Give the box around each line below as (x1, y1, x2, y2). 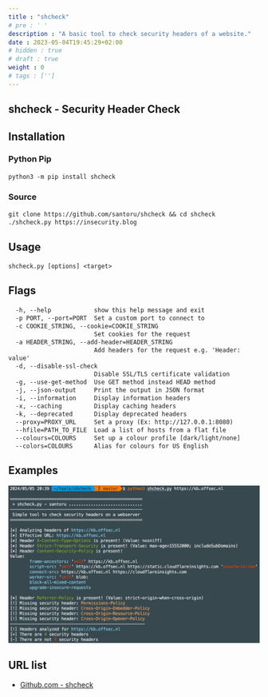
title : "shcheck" (8, 13, 69, 21)
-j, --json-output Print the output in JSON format (15, 386, 205, 394)
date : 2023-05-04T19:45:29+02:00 (8, 38, 124, 46)
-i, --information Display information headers (15, 394, 191, 402)
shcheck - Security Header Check (8, 102, 181, 116)
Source (8, 191, 37, 202)
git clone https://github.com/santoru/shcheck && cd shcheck (8, 210, 216, 219)
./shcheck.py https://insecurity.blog (8, 218, 137, 227)
